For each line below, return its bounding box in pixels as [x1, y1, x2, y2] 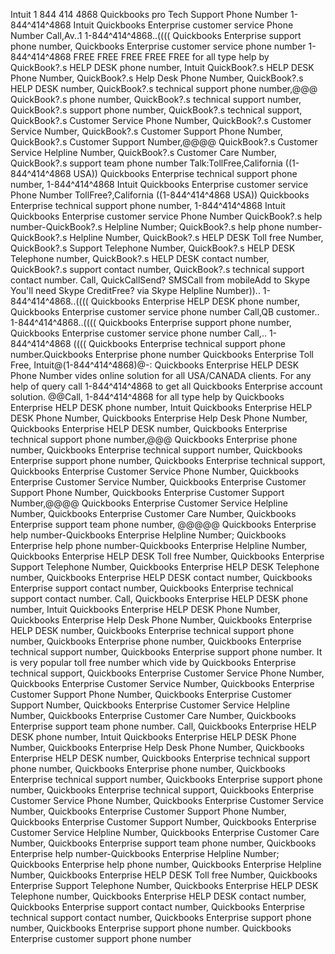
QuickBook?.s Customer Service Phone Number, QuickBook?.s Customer [10, 115, 312, 126]
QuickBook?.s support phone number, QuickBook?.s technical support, [10, 104, 303, 116]
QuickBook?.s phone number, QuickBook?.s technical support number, [10, 94, 302, 105]
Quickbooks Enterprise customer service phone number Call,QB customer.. [10, 306, 320, 318]
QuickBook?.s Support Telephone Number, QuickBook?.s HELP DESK [10, 242, 296, 254]
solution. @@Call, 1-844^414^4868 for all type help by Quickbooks [10, 391, 285, 403]
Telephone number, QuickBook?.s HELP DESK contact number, [10, 253, 270, 264]
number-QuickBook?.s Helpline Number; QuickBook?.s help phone [10, 221, 285, 233]
